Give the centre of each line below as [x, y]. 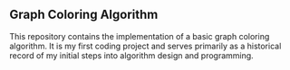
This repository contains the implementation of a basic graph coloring [140, 36]
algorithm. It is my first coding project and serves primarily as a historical [145, 46]
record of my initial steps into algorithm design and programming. [131, 55]
